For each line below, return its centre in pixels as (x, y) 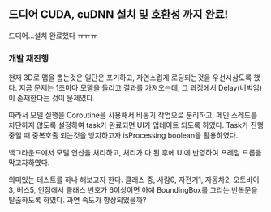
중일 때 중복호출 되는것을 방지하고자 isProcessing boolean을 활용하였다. (123, 135)
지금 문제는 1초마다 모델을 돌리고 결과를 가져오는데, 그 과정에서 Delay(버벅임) (140, 88)
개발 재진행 (29, 58)
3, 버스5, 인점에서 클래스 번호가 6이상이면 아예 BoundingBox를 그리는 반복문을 (133, 190)
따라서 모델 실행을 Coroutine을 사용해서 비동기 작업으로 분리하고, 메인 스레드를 (133, 115)
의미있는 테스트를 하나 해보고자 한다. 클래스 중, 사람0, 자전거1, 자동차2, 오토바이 (134, 180)
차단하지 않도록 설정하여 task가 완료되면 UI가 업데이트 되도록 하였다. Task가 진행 (136, 125)
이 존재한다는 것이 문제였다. (52, 98)
